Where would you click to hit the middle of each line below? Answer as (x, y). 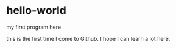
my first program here (34, 27)
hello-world (37, 10)
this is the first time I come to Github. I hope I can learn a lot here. (88, 38)
